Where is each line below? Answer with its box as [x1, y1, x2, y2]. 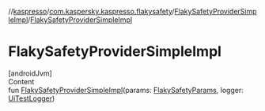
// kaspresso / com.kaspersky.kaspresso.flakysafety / [8, 7, 176, 16]
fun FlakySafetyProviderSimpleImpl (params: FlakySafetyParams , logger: [8, 85, 244, 94]
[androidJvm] [8, 68, 53, 78]
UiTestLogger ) [8, 94, 55, 103]
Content [8, 76, 35, 86]
